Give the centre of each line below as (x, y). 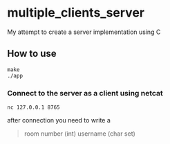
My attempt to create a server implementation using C (84, 32)
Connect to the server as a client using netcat (85, 93)
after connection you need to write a (59, 120)
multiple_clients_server (76, 13)
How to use (32, 54)
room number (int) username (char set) (80, 134)
